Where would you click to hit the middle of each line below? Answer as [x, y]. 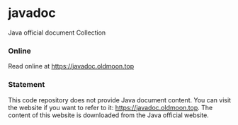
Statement [27, 85]
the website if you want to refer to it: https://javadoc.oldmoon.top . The [110, 107]
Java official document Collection [57, 32]
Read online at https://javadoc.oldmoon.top [71, 66]
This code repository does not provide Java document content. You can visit [120, 100]
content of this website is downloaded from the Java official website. [109, 115]
